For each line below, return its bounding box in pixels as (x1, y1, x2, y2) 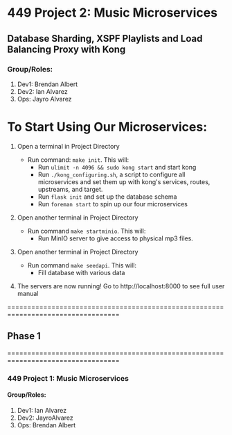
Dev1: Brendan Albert (17, 80, 78, 88)
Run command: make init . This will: (27, 155, 130, 164)
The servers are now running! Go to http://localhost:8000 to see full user (17, 281, 225, 290)
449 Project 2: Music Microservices (7, 5, 218, 21)
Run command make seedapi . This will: (27, 261, 137, 269)
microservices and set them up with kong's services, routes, (37, 177, 211, 186)
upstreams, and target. (37, 185, 103, 193)
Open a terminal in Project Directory (17, 142, 120, 150)
